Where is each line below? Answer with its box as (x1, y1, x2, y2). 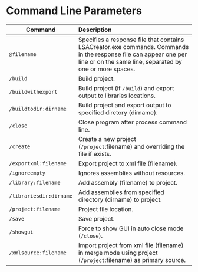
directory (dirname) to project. (78, 195, 162, 204)
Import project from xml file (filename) (78, 241, 184, 249)
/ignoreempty (9, 169, 46, 176)
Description (78, 25, 112, 34)
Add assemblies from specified (78, 188, 164, 196)
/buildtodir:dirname (9, 105, 67, 112)
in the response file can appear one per (78, 50, 187, 58)
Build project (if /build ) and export (78, 84, 174, 92)
